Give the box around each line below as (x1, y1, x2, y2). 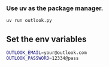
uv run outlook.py (6, 18, 52, 24)
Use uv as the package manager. (6, 4, 104, 12)
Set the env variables (6, 34, 87, 44)
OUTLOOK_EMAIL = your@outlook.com (6, 49, 87, 56)
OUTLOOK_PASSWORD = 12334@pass (6, 55, 79, 61)
